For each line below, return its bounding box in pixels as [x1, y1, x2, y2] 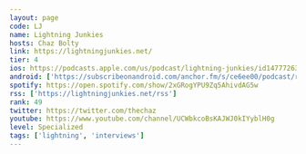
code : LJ [9, 22, 43, 31]
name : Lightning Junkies [9, 30, 104, 39]
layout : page [9, 13, 59, 23]
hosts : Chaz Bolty [9, 38, 79, 48]
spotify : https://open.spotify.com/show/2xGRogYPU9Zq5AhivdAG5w [9, 81, 259, 90]
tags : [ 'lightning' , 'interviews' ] [9, 131, 145, 140]
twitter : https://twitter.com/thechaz [9, 106, 157, 115]
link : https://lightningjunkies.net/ [9, 47, 153, 56]
